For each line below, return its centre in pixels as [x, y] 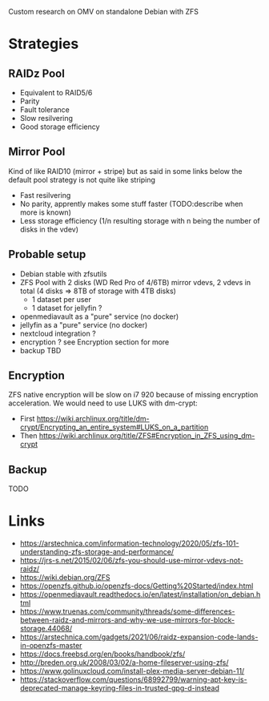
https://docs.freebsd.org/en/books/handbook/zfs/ [102, 654]
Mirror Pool [37, 152]
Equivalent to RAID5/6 [56, 93]
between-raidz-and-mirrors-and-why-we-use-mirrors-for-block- [127, 620]
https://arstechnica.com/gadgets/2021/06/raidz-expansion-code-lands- [139, 637]
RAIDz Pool [37, 73]
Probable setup [47, 254]
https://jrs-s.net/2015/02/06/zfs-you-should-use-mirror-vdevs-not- [132, 561]
